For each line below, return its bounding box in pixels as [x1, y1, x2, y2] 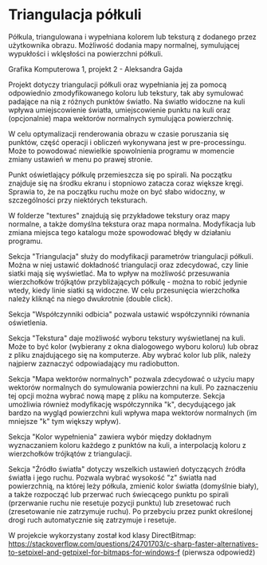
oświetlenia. [8, 317, 48, 328]
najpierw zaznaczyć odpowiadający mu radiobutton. [8, 359, 180, 368]
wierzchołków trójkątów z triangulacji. [8, 449, 132, 458]
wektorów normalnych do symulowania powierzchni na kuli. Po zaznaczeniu [8, 383, 258, 392]
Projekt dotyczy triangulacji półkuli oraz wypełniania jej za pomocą [8, 80, 227, 89]
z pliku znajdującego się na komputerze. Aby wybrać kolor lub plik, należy [8, 350, 251, 359]
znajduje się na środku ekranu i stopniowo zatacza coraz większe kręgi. [8, 178, 244, 188]
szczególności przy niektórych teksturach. [8, 195, 148, 205]
